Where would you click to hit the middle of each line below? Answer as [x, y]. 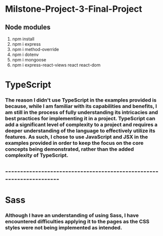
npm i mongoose [29, 60]
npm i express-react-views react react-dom [56, 65]
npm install [23, 39]
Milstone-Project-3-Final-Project [74, 9]
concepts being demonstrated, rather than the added [70, 149]
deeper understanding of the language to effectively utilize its [80, 131]
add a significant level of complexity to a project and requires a [81, 125]
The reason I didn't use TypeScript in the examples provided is [81, 100]
